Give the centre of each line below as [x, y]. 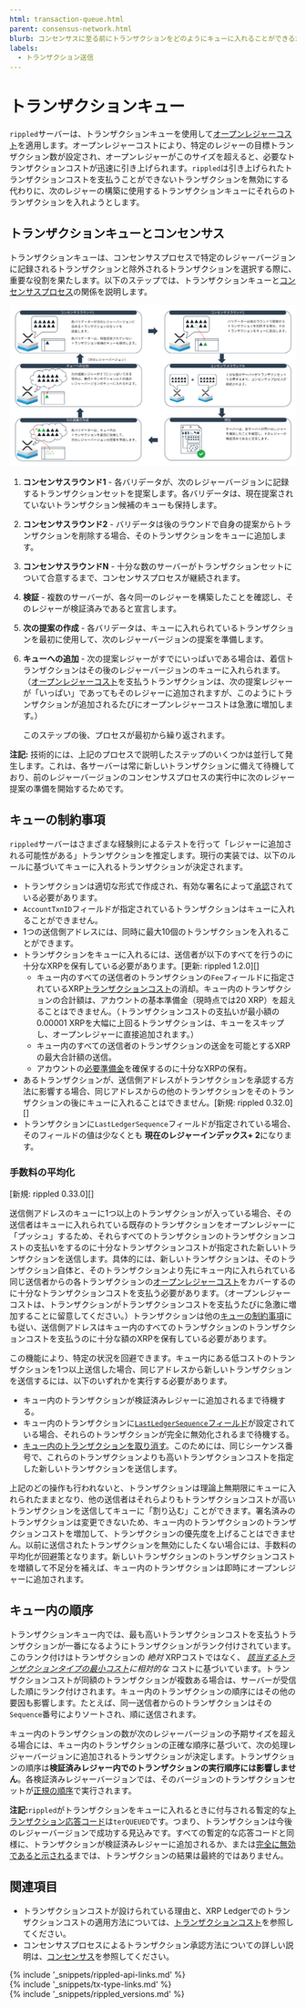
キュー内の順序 [51, 1611]
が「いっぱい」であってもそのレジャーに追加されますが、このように [149, 692]
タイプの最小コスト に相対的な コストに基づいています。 [162, 1668]
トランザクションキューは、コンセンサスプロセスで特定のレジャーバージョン [153, 257]
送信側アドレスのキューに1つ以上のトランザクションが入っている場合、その [150, 1213]
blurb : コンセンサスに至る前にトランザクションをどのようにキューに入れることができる [153, 38]
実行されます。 [108, 1790]
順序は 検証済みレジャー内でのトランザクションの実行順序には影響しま [157, 1767]
